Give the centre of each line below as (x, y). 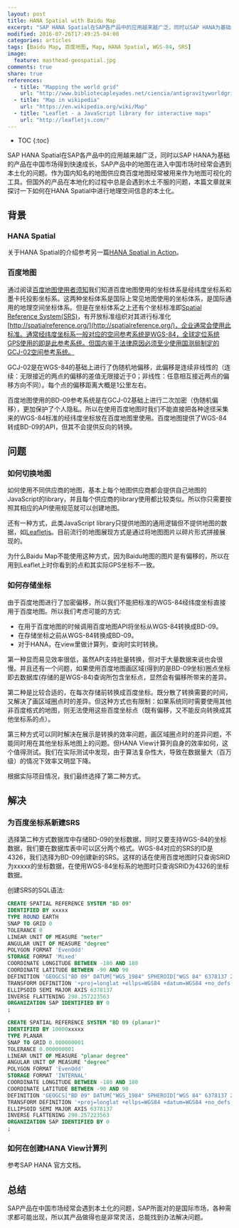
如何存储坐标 (30, 585)
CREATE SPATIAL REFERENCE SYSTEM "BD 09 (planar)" (84, 1023)
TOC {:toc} (33, 140)
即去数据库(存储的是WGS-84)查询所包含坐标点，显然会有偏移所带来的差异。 (119, 677)
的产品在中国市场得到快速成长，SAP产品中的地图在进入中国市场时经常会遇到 (119, 164)
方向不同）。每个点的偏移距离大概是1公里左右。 (82, 385)
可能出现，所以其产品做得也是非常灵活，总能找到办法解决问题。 (113, 1217)
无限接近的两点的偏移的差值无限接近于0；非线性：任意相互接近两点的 (121, 376)
